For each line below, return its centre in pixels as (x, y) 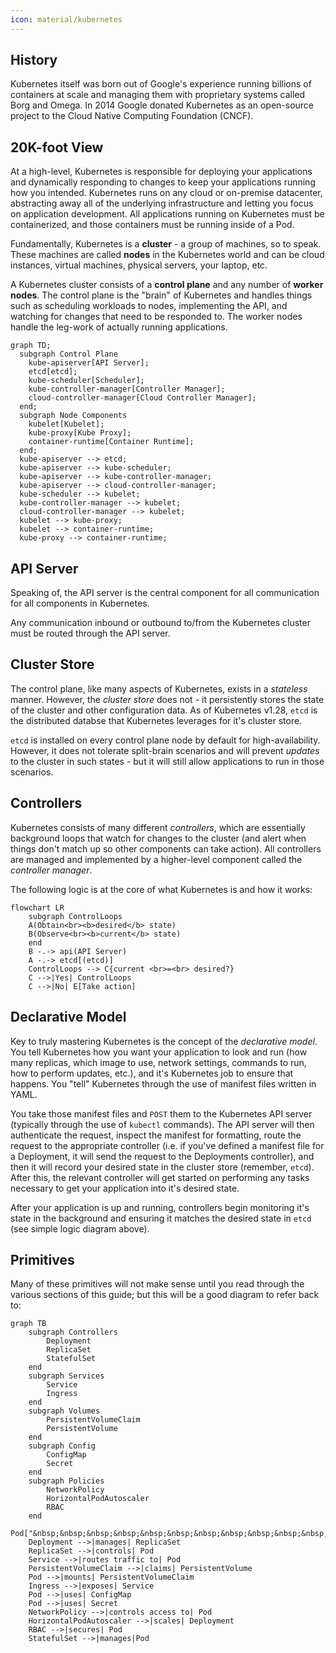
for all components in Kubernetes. (80, 603)
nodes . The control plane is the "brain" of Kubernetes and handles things (161, 295)
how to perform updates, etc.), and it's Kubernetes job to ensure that (152, 1073)
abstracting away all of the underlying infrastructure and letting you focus (162, 203)
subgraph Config (62, 1446)
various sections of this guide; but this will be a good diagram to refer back (165, 1295)
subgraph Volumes (64, 1411)
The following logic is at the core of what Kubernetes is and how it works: (161, 889)
